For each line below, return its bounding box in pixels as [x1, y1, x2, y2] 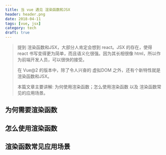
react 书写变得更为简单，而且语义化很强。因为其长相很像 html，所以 [17, 50, 157, 56]
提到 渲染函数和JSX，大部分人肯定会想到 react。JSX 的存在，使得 [17, 44, 153, 50]
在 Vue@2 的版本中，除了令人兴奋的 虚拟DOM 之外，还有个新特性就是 [17, 67, 161, 73]
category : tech [5, 26, 37, 31]
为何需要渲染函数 [5, 106, 57, 114]
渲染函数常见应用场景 [5, 143, 70, 151]
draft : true [5, 30, 30, 35]
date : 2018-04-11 [5, 16, 41, 21]
